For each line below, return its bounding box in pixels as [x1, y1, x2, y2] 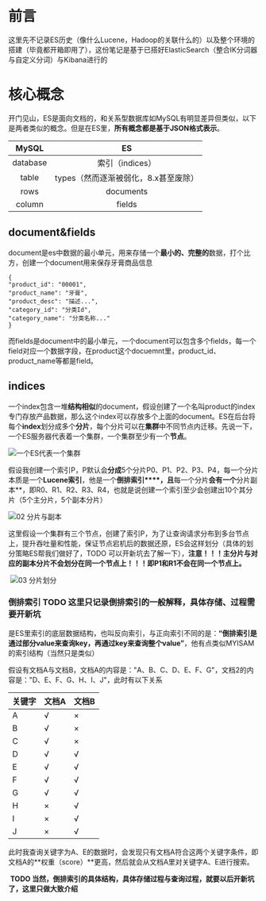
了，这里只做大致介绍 [8, 884, 78, 893]
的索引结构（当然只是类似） [8, 648, 99, 657]
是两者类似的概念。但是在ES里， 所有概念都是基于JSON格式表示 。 [8, 123, 225, 133]
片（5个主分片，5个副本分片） [8, 495, 107, 504]
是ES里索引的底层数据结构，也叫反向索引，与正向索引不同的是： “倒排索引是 [8, 628, 257, 637]
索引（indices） [97, 157, 156, 168]
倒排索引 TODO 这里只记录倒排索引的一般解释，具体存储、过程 [8, 597, 248, 608]
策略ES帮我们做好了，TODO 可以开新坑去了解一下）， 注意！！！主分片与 [14, 549, 252, 558]
